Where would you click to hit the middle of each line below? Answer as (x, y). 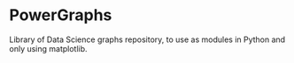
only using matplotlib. (48, 48)
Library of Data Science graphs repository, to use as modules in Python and (147, 39)
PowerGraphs (61, 15)
